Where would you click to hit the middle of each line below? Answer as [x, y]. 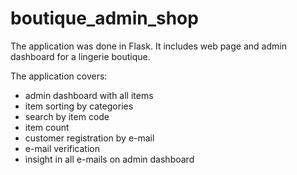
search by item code [67, 116]
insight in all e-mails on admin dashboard [109, 159]
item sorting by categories [79, 106]
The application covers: [59, 76]
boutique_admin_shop [104, 18]
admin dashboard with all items [89, 95]
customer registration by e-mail [89, 138]
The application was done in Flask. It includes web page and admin [148, 46]
